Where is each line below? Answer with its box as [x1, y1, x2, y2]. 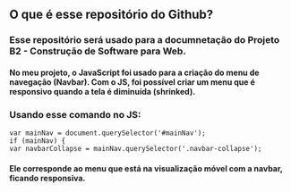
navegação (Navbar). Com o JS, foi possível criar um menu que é [9, 76, 255, 88]
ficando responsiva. [9, 172, 86, 183]
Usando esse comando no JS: [9, 108, 141, 121]
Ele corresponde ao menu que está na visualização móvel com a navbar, [9, 163, 284, 173]
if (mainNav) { [9, 137, 66, 146]
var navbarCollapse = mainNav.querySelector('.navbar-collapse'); [9, 145, 262, 154]
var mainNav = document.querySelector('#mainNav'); [9, 129, 206, 138]
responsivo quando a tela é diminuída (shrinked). [9, 86, 196, 96]
